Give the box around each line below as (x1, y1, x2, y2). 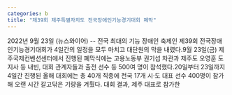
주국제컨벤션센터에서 (7, 53, 64, 62)
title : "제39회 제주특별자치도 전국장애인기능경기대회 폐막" (7, 17, 157, 24)
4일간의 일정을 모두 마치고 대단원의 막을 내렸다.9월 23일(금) (53, 45, 217, 53)
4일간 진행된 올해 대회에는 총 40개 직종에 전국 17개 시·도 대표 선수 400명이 (7, 71, 212, 80)
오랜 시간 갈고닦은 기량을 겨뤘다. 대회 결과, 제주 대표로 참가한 (14, 80, 180, 88)
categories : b (7, 10, 49, 17)
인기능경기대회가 (7, 45, 53, 53)
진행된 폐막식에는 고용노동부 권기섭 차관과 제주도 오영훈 (65, 53, 217, 62)
